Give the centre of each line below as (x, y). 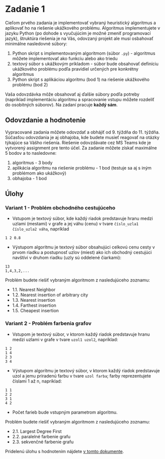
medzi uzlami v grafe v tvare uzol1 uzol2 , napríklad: (65, 339)
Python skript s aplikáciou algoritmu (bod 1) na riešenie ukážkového (81, 79)
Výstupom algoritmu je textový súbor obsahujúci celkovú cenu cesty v (83, 247)
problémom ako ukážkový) (39, 173)
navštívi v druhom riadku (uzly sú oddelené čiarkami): (67, 258)
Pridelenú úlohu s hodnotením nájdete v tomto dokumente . (65, 451)
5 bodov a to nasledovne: (31, 153)
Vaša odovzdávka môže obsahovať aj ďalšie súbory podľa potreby (72, 94)
